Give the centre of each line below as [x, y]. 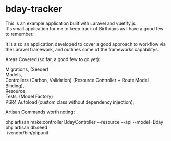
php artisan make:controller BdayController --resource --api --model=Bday [84, 122]
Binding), [15, 86]
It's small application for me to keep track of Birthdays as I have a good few [84, 28]
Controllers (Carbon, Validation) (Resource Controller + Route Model [77, 80]
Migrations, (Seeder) [27, 69]
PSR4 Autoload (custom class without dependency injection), [70, 102]
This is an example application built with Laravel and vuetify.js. [71, 23]
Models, [14, 74]
